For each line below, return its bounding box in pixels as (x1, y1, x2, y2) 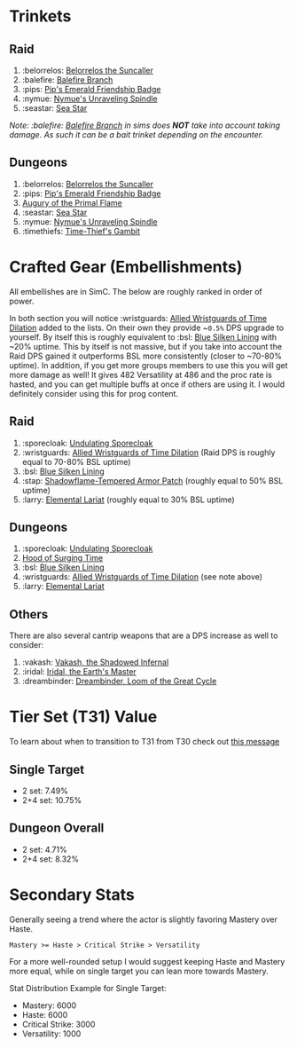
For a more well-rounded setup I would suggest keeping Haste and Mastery (9, 956, 285, 966)
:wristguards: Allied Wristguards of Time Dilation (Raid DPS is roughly (21, 446, 276, 458)
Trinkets (9, 6, 72, 27)
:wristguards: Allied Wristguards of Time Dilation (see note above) (21, 571, 263, 582)
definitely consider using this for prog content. (9, 388, 179, 398)
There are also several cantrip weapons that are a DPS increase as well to (9, 630, 278, 641)
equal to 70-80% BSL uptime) (21, 456, 131, 467)
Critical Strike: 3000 (21, 1019, 96, 1029)
